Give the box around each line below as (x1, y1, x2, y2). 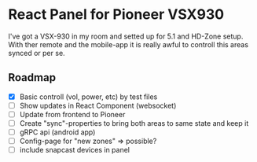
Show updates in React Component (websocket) (19, 101, 177, 110)
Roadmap (8, 71, 57, 84)
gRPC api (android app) (19, 127, 96, 137)
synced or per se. (8, 48, 65, 57)
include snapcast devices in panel (19, 145, 130, 155)
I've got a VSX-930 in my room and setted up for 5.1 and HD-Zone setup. (8, 31, 244, 41)
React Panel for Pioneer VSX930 (8, 6, 225, 24)
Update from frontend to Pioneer (19, 109, 126, 119)
